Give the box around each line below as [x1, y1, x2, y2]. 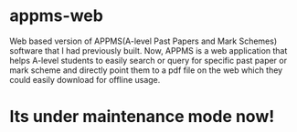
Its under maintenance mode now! [9, 107, 275, 127]
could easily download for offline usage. [9, 74, 161, 85]
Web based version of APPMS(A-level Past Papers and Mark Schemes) [9, 36, 278, 46]
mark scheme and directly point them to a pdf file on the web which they [9, 65, 283, 76]
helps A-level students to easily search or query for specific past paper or [9, 55, 288, 66]
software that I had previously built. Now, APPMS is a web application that [9, 45, 288, 56]
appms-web [9, 5, 103, 26]
